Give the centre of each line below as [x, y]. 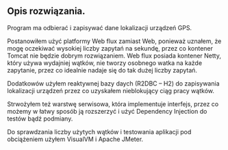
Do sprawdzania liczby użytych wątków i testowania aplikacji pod [99, 132]
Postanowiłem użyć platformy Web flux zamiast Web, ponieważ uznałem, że [114, 41]
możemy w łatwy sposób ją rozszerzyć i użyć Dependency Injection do [107, 111]
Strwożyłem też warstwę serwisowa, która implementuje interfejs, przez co [113, 104]
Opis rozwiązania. [46, 11]
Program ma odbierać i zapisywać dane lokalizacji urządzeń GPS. [100, 27]
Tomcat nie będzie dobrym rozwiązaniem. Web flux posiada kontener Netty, [114, 55]
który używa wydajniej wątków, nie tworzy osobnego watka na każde [105, 63]
